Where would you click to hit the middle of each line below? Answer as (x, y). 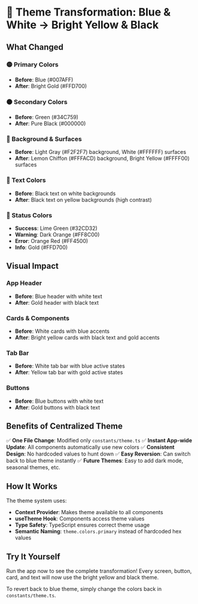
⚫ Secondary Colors (37, 102)
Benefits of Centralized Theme (64, 427)
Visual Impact (32, 266)
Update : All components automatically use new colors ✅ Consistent (90, 447)
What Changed (35, 47)
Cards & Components (38, 318)
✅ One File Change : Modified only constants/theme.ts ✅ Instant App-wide (99, 441)
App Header (24, 283)
